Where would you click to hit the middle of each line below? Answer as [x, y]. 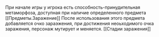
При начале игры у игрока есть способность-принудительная [73, 7]
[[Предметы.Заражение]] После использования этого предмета [75, 18]
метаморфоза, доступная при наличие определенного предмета [76, 13]
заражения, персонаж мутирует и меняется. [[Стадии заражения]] [78, 29]
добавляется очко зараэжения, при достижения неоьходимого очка [80, 23]
